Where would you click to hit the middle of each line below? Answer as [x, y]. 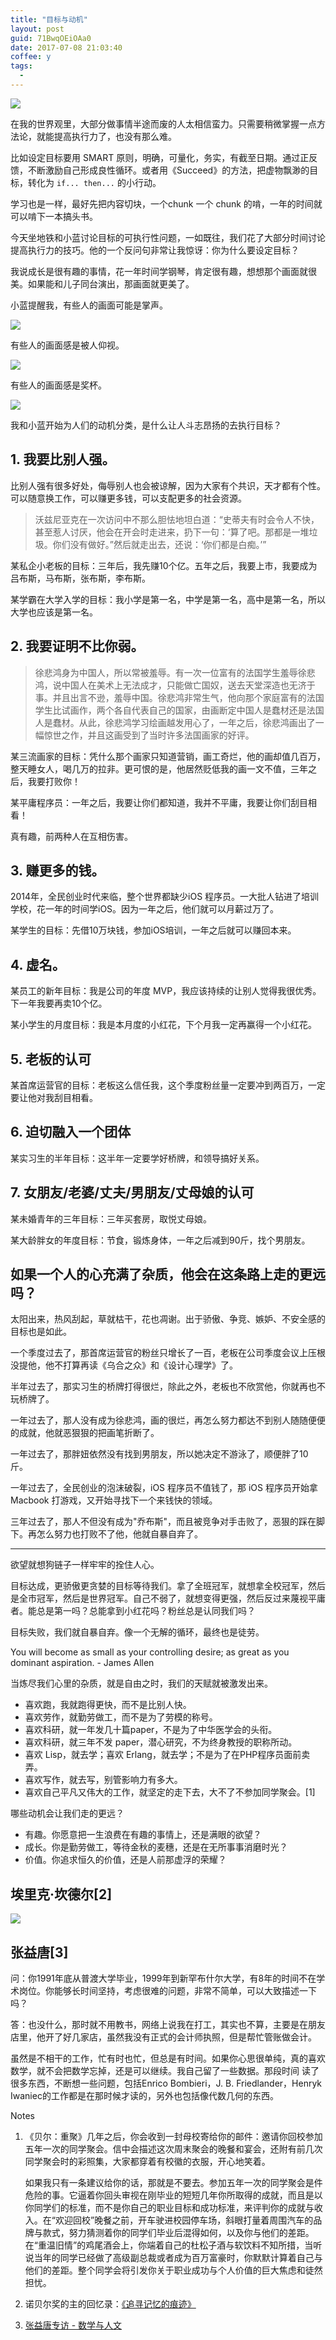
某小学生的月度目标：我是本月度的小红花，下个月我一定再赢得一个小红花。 [163, 1025]
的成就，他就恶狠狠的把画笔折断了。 [85, 1433]
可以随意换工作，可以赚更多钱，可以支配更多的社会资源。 [128, 498]
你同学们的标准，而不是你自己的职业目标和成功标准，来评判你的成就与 [169, 2207]
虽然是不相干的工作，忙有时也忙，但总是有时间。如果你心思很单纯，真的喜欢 [168, 2058]
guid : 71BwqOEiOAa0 [51, 38]
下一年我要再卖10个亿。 [59, 1003]
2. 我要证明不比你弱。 [77, 646]
